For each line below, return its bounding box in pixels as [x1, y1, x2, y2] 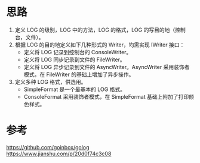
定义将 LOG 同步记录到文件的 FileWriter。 [23, 56, 125, 63]
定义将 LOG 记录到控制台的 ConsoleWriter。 [23, 48, 132, 55]
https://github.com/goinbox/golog [6, 143, 90, 151]
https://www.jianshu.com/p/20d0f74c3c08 [6, 150, 112, 157]
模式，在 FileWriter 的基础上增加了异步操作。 [23, 71, 134, 78]
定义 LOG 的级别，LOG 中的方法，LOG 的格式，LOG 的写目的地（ [14, 26, 176, 33]
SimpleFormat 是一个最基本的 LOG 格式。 [23, 86, 126, 93]
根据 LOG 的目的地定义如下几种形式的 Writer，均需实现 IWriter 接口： [14, 41, 185, 48]
